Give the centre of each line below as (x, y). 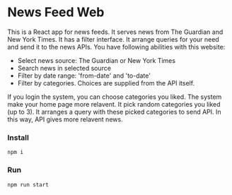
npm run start (28, 184)
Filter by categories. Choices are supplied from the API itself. (106, 83)
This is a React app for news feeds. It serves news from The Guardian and (115, 32)
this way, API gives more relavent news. (65, 119)
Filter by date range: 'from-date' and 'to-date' (84, 76)
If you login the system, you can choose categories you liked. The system (115, 97)
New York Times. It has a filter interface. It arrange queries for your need (113, 39)
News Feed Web (56, 12)
